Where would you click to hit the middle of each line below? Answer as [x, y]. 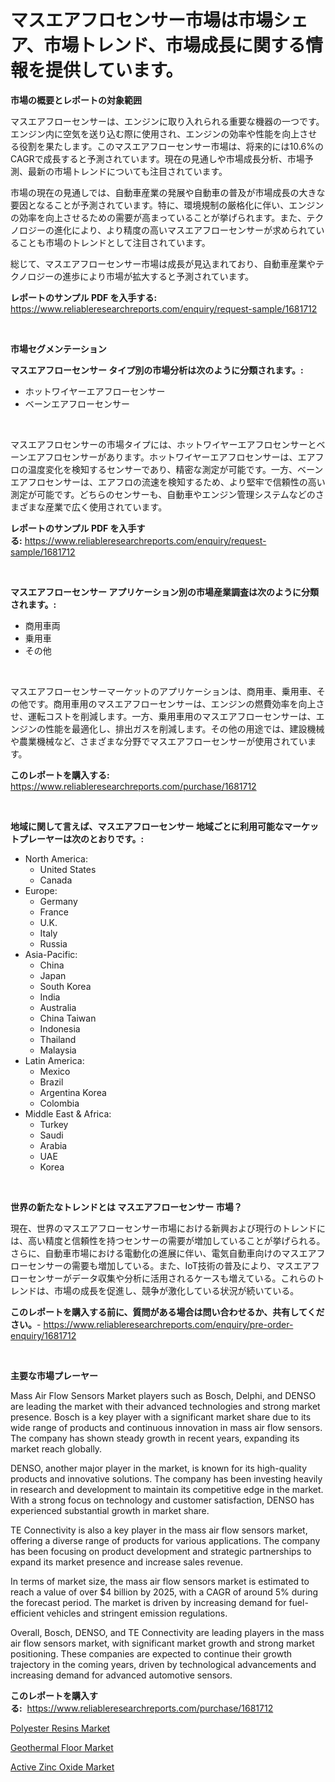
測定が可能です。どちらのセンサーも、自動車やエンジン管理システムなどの [163, 494]
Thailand [58, 1039]
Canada [56, 880]
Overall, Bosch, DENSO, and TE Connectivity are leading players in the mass [167, 1632]
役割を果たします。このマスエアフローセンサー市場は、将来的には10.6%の [171, 146]
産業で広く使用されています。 [106, 507]
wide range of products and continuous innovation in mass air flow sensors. [166, 1427]
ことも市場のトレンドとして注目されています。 [114, 242]
